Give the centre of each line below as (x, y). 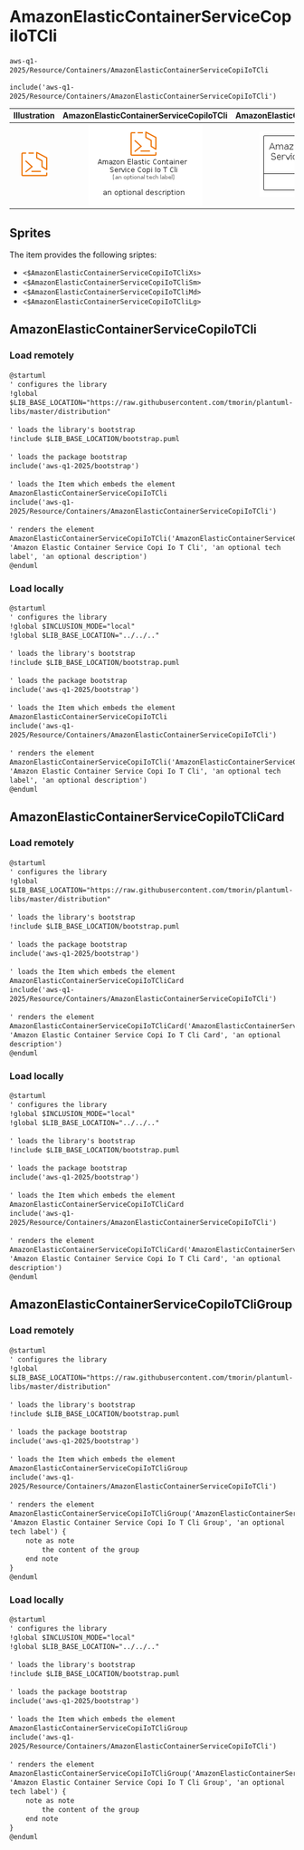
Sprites (30, 233)
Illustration (34, 116)
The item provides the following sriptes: (83, 255)
